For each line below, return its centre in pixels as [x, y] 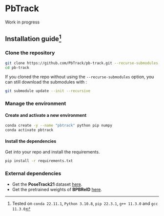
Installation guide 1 [33, 38]
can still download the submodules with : [46, 82]
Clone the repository [30, 53]
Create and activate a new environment [46, 115]
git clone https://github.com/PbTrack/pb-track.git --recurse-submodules [82, 63]
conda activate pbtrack [29, 130]
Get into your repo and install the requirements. [52, 152]
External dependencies [33, 173]
